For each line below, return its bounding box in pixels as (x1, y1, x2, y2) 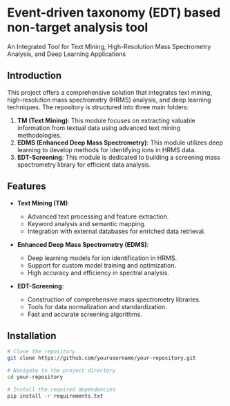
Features (7, 181, 46, 192)
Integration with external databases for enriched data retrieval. (27, 227, 206, 235)
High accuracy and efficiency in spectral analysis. (27, 268, 169, 277)
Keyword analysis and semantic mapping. (27, 219, 146, 228)
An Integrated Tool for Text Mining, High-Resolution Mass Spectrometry (7, 42, 211, 50)
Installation (7, 330, 57, 342)
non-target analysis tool (7, 19, 148, 35)
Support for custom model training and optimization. (27, 261, 177, 269)
